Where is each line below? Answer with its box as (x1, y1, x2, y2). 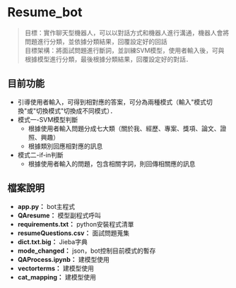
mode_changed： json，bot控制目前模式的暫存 (17, 246, 156, 255)
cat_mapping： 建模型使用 (17, 272, 97, 281)
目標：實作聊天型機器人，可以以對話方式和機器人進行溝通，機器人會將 (24, 28, 230, 37)
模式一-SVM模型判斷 (17, 115, 78, 124)
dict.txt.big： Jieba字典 (17, 237, 88, 246)
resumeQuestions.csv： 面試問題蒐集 (17, 229, 130, 237)
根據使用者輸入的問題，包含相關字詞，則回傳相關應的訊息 (28, 160, 196, 168)
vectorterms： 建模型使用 (17, 264, 94, 272)
